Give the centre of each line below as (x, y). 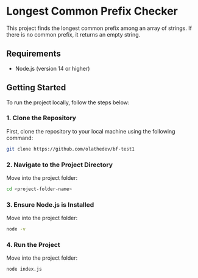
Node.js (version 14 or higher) (52, 68)
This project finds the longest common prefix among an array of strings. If (99, 28)
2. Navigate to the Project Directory (60, 165)
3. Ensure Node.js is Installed (50, 204)
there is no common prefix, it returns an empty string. (73, 34)
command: (20, 138)
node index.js (24, 269)
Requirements (34, 54)
